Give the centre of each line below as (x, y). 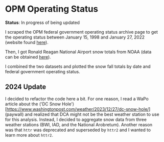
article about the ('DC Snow (33, 104)
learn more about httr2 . (29, 135)
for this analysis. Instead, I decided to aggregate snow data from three (76, 119)
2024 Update (26, 87)
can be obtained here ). (28, 57)
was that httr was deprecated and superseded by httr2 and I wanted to (78, 130)
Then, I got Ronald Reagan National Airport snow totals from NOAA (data (78, 52)
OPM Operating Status (52, 9)
